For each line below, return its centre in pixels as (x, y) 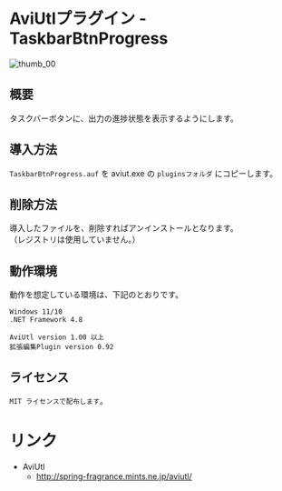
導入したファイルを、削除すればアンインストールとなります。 (124, 228)
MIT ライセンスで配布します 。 (59, 401)
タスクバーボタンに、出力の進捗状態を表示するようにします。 (124, 118)
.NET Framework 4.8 (46, 320)
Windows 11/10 (36, 312)
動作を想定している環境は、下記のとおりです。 (97, 295)
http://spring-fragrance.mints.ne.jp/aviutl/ (114, 476)
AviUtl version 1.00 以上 (57, 337)
